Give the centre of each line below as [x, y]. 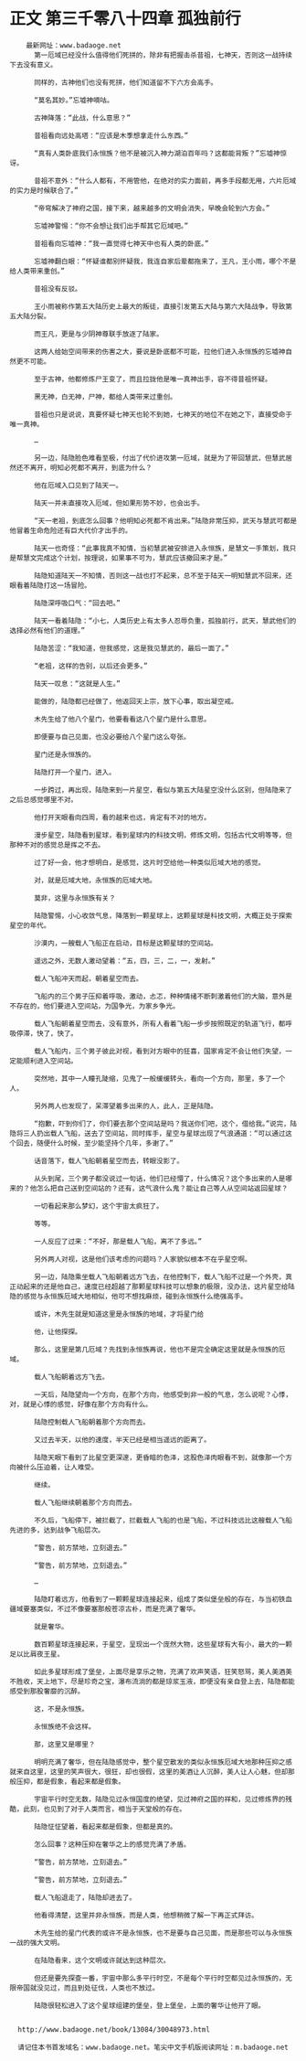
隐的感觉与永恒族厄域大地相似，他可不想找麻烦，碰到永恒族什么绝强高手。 [129, 1296]
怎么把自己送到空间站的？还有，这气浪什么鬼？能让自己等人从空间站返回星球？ [162, 1188]
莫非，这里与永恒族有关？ [74, 898]
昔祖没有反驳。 [58, 289]
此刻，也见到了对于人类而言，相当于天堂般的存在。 [105, 1809]
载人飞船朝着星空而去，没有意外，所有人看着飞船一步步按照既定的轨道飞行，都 [159, 1024]
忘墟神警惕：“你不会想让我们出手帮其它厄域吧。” [111, 226]
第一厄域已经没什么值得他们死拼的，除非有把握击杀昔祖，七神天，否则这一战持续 [163, 55]
